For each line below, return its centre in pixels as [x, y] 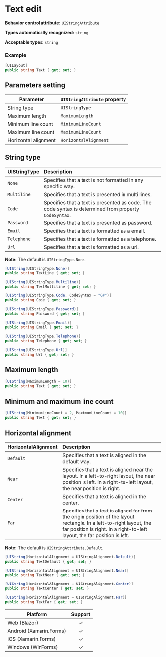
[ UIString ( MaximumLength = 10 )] [38, 381]
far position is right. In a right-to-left [105, 529]
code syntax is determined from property [91, 209]
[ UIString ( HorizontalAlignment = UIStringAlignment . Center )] [69, 584]
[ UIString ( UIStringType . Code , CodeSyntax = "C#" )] [58, 296]
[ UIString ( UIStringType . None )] [37, 268]
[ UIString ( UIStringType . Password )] [42, 309]
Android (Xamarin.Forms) [37, 631]
